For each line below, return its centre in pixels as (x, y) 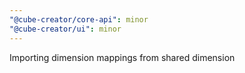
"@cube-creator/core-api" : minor (79, 19)
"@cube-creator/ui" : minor (65, 29)
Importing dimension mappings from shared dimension (122, 57)
